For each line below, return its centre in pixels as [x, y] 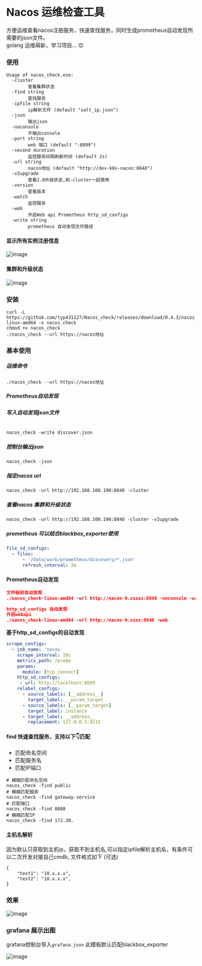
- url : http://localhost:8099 [57, 683]
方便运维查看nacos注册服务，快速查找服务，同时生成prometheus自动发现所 [100, 30]
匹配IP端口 [28, 768]
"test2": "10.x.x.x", [44, 879]
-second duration [33, 150]
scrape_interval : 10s [44, 655]
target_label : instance [57, 711]
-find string [28, 92]
